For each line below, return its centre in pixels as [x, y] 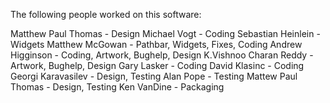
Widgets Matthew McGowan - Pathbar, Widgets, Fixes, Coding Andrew [156, 44]
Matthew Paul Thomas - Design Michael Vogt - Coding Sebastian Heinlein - [165, 33]
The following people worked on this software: [106, 14]
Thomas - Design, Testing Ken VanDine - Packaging [117, 87]
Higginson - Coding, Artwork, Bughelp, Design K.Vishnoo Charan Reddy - [162, 55]
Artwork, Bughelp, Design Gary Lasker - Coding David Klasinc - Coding [157, 65]
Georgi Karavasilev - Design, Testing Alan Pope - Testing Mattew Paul [154, 76]
